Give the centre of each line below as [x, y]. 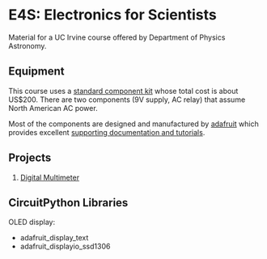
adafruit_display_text [54, 238]
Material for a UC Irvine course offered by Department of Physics [117, 37]
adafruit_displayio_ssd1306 [65, 246]
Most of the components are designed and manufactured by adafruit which [133, 124]
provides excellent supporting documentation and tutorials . [107, 132]
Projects [30, 158]
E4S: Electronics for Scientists [112, 15]
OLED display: [32, 222]
